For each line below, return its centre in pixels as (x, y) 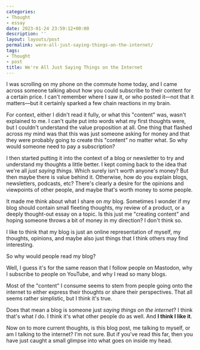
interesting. (20, 245)
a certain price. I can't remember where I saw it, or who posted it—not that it (100, 97)
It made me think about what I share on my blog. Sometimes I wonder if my (98, 201)
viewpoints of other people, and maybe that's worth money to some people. (99, 190)
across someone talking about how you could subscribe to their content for (99, 91)
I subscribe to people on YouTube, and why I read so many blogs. (87, 274)
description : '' (26, 34)
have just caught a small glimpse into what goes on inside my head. (89, 340)
